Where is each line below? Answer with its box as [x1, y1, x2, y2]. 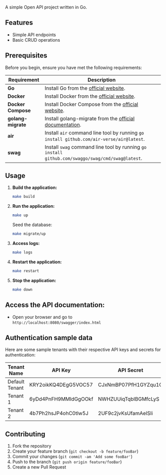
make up [12, 213, 28, 218]
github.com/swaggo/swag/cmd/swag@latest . [44, 155, 142, 162]
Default [7, 378, 25, 385]
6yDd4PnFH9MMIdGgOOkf [29, 396, 93, 403]
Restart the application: [12, 259, 62, 265]
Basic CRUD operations [12, 37, 60, 43]
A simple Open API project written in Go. [5, 4, 87, 10]
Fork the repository [12, 443, 52, 449]
